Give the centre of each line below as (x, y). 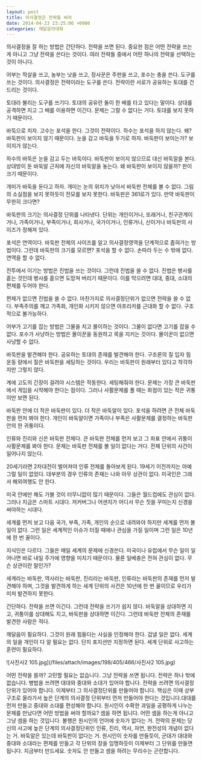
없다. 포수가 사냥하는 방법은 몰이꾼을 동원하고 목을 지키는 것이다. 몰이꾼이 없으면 (100, 334)
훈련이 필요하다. (25, 650)
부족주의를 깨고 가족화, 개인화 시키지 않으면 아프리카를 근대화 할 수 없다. (98, 306)
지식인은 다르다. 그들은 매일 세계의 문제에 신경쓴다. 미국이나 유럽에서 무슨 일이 (98, 551)
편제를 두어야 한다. (28, 286)
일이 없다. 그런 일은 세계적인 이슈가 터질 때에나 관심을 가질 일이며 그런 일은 (94, 530)
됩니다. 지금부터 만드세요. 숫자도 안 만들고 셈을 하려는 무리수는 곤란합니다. (93, 751)
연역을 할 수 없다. (27, 258)
